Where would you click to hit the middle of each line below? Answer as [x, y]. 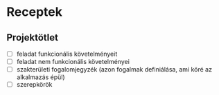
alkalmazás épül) [41, 77]
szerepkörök [34, 85]
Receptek [35, 12]
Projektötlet [32, 38]
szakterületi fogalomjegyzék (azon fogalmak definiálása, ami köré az [114, 70]
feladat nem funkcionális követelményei [73, 62]
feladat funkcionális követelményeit [67, 54]
